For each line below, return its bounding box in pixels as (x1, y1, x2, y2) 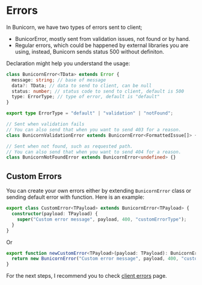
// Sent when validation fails (6, 121, 85, 127)
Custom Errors (6, 171, 62, 181)
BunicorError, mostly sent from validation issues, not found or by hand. (14, 35, 191, 42)
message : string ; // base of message (11, 77, 106, 83)
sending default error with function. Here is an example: (6, 193, 145, 201)
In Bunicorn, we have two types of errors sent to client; (6, 23, 142, 31)
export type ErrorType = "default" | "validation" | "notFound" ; (6, 110, 173, 116)
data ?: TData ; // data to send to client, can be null (11, 83, 152, 89)
